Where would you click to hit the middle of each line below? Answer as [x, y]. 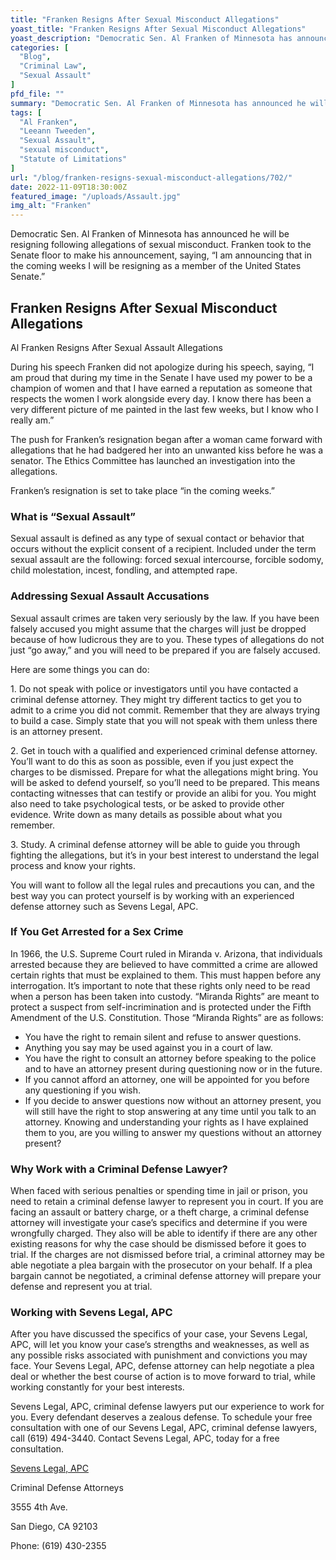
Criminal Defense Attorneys [67, 1488]
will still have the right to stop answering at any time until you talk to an [170, 1111]
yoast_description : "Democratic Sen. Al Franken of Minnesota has [151, 38]
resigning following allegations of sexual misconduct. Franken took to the [161, 245]
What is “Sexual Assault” [73, 516]
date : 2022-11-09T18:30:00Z [69, 187]
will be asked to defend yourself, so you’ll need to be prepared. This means [165, 782]
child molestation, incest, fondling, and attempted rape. [124, 570]
